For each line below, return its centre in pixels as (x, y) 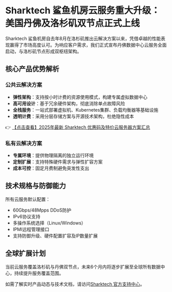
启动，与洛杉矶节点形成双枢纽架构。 (44, 51)
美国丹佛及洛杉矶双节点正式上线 (73, 23)
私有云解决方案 (24, 143)
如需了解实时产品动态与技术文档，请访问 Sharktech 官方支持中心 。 (75, 284)
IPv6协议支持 (27, 216)
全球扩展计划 (26, 253)
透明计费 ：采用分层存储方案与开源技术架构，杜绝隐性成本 (73, 116)
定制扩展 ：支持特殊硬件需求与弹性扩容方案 (58, 161)
